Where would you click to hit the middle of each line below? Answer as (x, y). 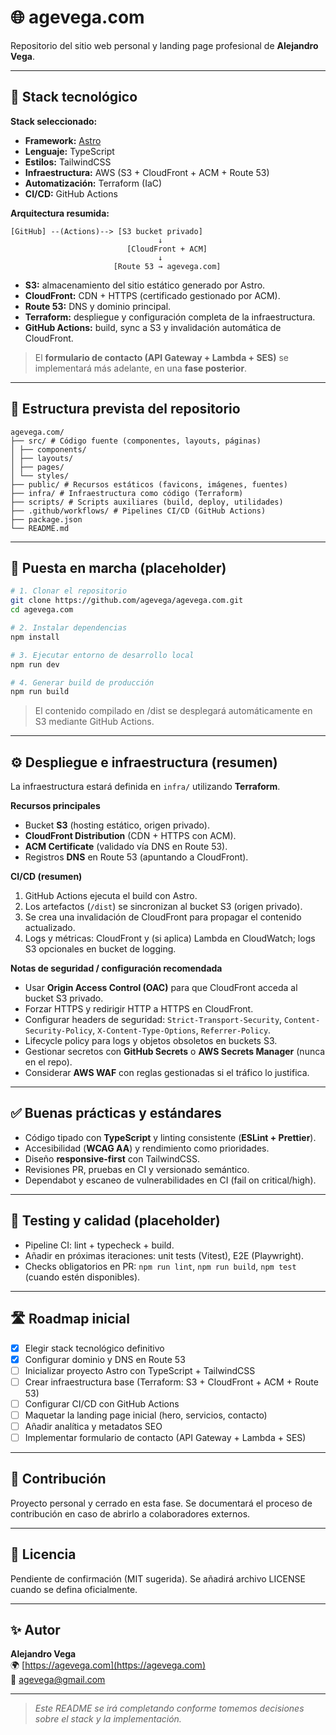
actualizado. (50, 928)
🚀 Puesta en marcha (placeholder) (118, 567)
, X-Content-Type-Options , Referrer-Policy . (182, 1030)
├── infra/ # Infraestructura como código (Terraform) (127, 493)
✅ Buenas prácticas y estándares (116, 1113)
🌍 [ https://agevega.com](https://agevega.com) (108, 1665)
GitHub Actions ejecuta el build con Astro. (111, 896)
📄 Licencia (43, 1554)
